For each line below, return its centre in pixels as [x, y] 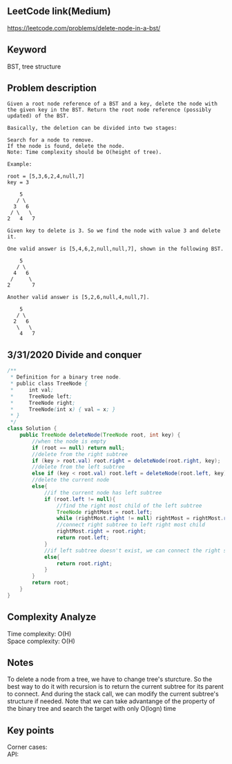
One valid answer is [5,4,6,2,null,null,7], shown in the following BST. [116, 249]
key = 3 [18, 182]
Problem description [52, 88]
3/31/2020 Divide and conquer [75, 355]
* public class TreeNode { [49, 383]
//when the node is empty [69, 441]
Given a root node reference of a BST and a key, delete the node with [112, 104]
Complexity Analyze [52, 617]
